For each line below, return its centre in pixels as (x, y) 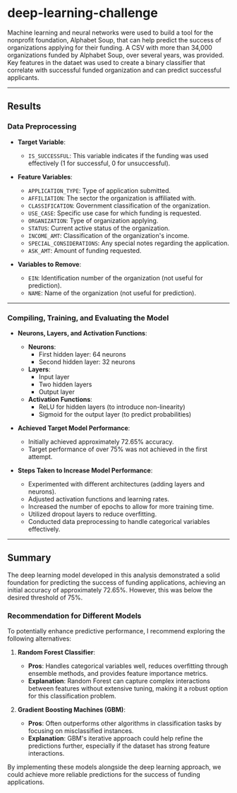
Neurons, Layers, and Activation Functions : (82, 333)
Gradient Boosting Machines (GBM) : (71, 710)
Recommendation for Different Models (74, 616)
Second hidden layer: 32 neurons (87, 362)
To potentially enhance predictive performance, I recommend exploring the (116, 631)
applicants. (23, 77)
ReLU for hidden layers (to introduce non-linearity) (112, 407)
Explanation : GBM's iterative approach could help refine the (115, 739)
